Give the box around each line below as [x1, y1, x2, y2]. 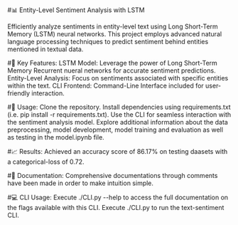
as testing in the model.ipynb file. [7, 133, 104, 141]
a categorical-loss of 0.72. [7, 157, 85, 166]
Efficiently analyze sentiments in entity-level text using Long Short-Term [7, 22, 218, 31]
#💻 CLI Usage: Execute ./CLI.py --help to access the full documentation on [7, 193, 229, 202]
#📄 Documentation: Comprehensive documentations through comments [7, 172, 218, 179]
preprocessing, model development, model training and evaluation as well [7, 125, 224, 134]
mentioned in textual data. [7, 45, 84, 53]
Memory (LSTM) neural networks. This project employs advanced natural [7, 30, 222, 38]
